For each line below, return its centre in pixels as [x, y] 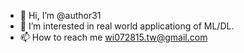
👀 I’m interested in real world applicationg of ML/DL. [127, 26]
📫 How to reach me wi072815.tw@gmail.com [113, 37]
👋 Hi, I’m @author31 [60, 15]
